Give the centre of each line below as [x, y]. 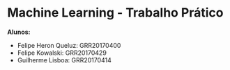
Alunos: [19, 32]
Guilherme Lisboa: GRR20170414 [64, 60]
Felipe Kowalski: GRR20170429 [62, 53]
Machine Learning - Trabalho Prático [116, 13]
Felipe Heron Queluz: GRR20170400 [69, 45]
